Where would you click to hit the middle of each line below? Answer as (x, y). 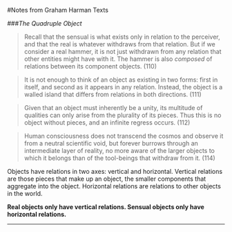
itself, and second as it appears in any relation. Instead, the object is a (123, 87)
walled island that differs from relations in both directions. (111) (113, 94)
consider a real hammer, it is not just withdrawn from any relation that (123, 52)
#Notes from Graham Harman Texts (58, 10)
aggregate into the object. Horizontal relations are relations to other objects (114, 186)
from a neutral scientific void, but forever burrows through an (111, 143)
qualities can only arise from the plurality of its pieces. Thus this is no (123, 115)
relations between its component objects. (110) (90, 66)
